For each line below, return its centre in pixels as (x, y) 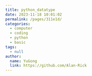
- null (17, 51)
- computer (21, 28)
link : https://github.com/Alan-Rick (48, 65)
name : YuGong (24, 61)
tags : (11, 47)
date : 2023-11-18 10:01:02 (34, 14)
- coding (19, 33)
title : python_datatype (30, 10)
